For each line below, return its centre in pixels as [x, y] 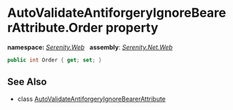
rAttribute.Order [55, 28]
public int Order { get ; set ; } [54, 60]
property [132, 28]
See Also [27, 82]
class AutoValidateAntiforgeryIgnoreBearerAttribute [92, 99]
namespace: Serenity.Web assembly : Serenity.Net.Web [90, 47]
